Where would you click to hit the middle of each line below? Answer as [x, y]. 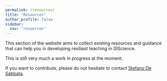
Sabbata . [15, 73]
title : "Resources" [26, 15]
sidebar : [14, 24]
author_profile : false [29, 19]
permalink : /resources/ [30, 10]
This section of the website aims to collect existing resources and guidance [83, 43]
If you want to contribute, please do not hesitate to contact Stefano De [78, 68]
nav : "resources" [28, 29]
